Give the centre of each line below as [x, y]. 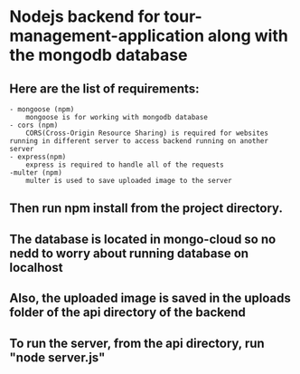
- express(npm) [38, 157]
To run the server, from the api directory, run [137, 343]
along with [248, 36]
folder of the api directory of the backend [128, 313]
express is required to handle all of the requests [125, 165]
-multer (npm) [36, 173]
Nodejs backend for [85, 17]
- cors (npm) [34, 125]
